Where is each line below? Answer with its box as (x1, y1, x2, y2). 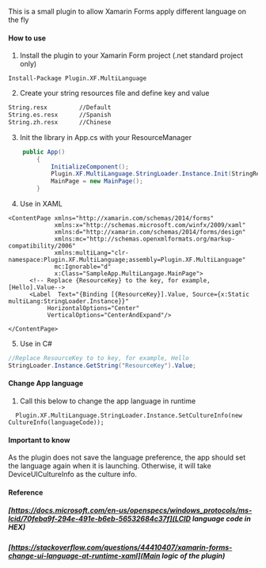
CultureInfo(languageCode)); (8, 418, 104, 426)
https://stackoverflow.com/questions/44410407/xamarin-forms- (10, 542, 233, 552)
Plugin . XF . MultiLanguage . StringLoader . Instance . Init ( (50, 170, 232, 178)
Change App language (8, 379, 84, 388)
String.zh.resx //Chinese (8, 118, 112, 126)
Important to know (8, 435, 70, 445)
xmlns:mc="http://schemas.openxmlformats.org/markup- (54, 235, 236, 244)
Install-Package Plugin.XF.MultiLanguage (8, 74, 147, 82)
